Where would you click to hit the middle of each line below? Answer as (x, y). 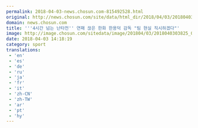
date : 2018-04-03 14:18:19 (39, 39)
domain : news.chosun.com (37, 22)
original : (18, 17)
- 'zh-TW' (21, 99)
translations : (24, 50)
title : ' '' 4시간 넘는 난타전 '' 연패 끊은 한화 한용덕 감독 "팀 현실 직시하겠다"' (93, 28)
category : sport (26, 45)
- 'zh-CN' (21, 94)
